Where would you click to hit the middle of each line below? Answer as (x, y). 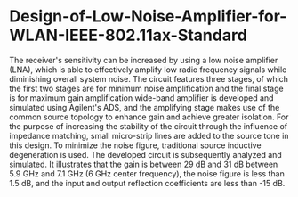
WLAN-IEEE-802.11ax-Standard (128, 35)
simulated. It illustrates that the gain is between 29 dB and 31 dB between (144, 164)
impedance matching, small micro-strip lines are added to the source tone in (149, 135)
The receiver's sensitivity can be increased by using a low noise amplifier (144, 60)
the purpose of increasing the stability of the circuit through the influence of (148, 126)
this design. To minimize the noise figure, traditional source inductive (135, 145)
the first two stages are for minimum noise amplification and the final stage (146, 88)
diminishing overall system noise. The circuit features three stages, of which (149, 78)
